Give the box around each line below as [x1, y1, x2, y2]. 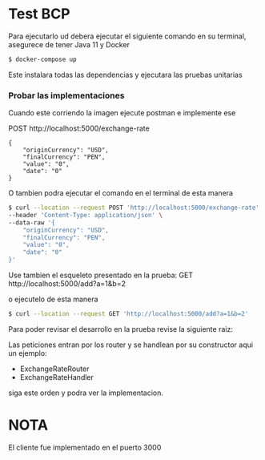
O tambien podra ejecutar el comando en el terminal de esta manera [8, 188, 234, 198]
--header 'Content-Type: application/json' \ [8, 211, 163, 219]
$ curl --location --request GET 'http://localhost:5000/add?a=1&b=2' [8, 310, 249, 318]
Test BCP [8, 5, 70, 23]
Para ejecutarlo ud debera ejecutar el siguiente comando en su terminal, [8, 31, 247, 41]
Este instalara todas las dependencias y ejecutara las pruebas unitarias [8, 70, 243, 79]
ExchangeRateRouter [19, 364, 90, 373]
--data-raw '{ [8, 218, 56, 227]
